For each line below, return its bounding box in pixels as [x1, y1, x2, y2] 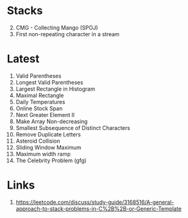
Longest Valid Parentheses [15, 78, 84, 86]
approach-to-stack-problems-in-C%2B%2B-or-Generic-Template [15, 205, 182, 212]
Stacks [7, 4, 43, 18]
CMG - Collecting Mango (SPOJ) [15, 24, 98, 31]
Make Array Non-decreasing [15, 118, 88, 125]
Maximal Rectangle [15, 91, 64, 99]
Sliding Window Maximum [15, 143, 82, 151]
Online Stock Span [15, 105, 63, 112]
